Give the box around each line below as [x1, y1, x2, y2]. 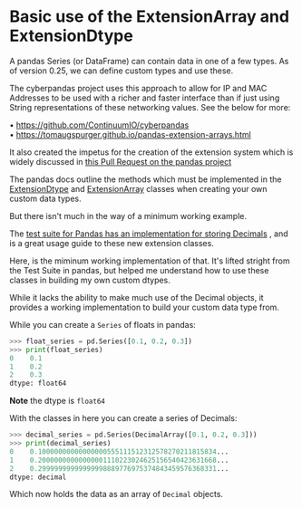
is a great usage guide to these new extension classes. [9, 237, 215, 248]
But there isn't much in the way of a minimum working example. [9, 210, 248, 221]
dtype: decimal [9, 473, 67, 482]
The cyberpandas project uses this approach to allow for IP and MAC [9, 82, 268, 93]
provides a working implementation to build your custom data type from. [9, 302, 279, 312]
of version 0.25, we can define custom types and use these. [9, 65, 234, 76]
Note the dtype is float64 [9, 396, 106, 407]
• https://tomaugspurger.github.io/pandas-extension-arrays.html [9, 129, 251, 139]
